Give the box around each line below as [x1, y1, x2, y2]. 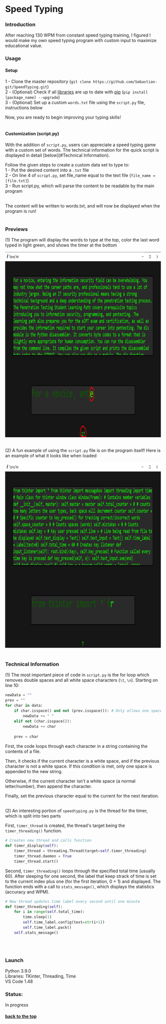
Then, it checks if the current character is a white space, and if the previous [5, 758, 160, 764]
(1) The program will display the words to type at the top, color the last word [5, 237, 160, 243]
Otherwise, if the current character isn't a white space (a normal [5, 778, 136, 784]
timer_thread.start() [14, 859, 58, 864]
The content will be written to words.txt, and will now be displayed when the [5, 203, 160, 208]
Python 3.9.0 [5, 968, 31, 974]
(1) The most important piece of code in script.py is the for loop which [5, 672, 150, 678]
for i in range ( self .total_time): [14, 909, 85, 914]
